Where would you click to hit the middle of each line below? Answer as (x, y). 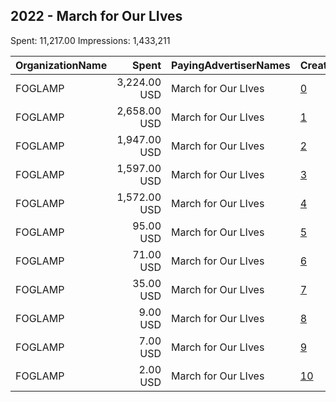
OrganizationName (61, 65)
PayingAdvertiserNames (231, 65)
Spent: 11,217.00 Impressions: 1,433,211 (90, 40)
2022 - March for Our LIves (96, 16)
